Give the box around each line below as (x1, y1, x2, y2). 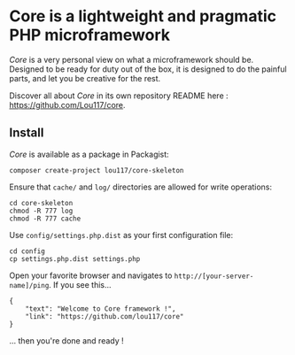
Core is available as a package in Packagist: (9, 149, 170, 159)
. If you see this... (48, 279, 113, 289)
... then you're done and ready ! (9, 335, 124, 346)
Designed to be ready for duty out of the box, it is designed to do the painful (9, 64, 287, 74)
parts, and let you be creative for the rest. (9, 73, 161, 83)
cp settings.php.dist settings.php (9, 254, 141, 263)
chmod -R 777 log (9, 206, 74, 215)
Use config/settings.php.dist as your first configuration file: (9, 229, 234, 240)
